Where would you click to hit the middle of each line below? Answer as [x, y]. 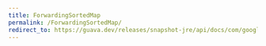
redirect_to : [30, 30]
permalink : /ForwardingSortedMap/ [65, 23]
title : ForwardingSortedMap [55, 15]
